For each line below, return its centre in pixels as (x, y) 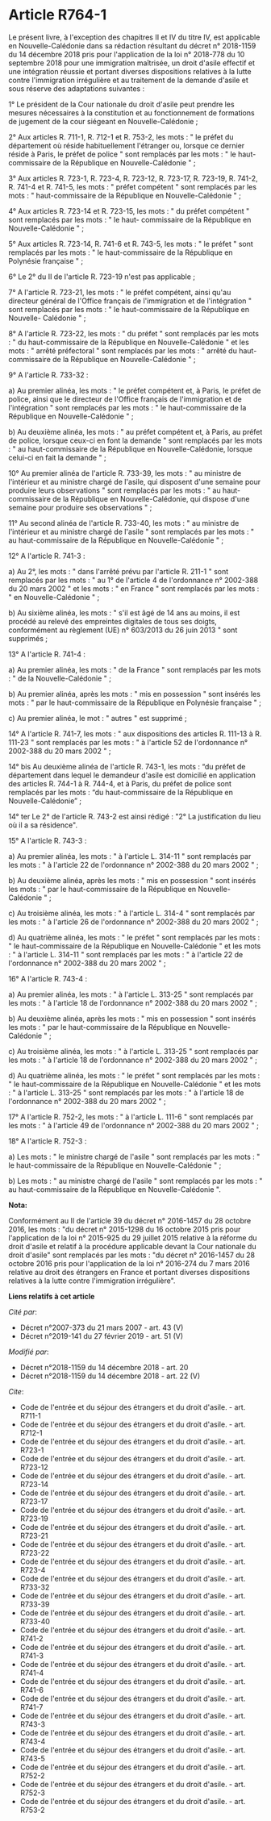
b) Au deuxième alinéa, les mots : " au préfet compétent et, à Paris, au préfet (135, 431)
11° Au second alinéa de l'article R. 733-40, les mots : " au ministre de (124, 523)
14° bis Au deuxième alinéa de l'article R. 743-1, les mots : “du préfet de (127, 766)
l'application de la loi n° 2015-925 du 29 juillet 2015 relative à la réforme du (133, 1238)
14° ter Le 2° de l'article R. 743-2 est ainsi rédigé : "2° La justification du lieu (135, 816)
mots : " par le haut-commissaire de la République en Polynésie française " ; (135, 702)
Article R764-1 (58, 15)
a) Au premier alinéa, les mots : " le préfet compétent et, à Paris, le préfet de (135, 390)
